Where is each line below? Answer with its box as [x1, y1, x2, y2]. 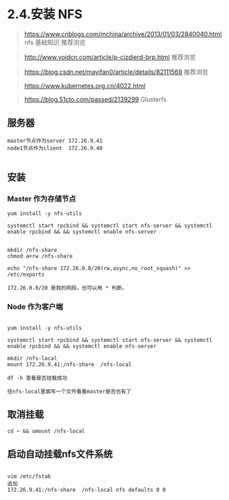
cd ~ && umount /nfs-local [7, 428, 85, 435]
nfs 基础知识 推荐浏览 [24, 38, 86, 46]
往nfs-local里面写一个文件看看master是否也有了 [7, 388, 132, 395]
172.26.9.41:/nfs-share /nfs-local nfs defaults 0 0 [7, 487, 167, 494]
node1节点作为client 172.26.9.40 [7, 144, 103, 152]
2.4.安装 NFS [7, 6, 83, 22]
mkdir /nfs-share [7, 247, 58, 254]
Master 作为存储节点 [7, 194, 76, 204]
